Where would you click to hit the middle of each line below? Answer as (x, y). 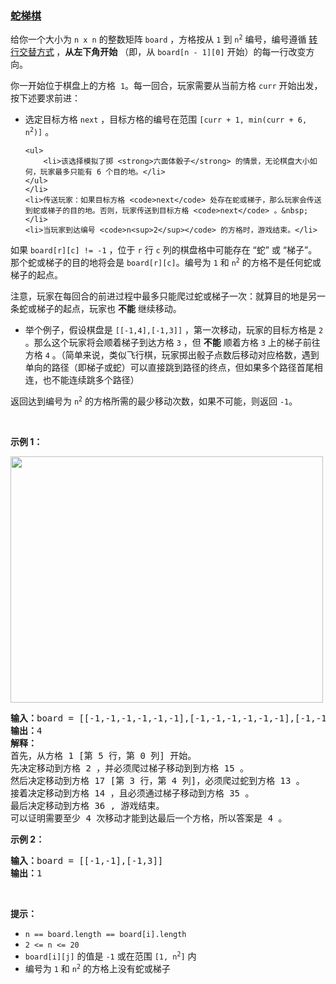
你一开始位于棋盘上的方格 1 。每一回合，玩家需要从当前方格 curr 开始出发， (166, 86)
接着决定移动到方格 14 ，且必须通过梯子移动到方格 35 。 (132, 793)
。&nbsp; (291, 211)
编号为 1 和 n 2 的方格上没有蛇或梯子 (97, 969)
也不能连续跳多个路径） (91, 380)
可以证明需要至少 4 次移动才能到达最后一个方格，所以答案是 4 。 (149, 818)
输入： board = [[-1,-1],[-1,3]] (87, 861)
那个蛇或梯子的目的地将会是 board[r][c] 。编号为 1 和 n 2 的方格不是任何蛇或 (166, 263)
